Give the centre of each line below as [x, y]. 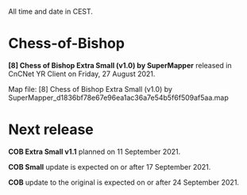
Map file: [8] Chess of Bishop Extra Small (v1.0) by [91, 89]
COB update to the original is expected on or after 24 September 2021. [124, 182]
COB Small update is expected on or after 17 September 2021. [110, 166]
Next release [51, 130]
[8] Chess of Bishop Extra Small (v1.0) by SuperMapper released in [120, 65]
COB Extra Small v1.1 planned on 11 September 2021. [95, 151]
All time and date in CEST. [51, 11]
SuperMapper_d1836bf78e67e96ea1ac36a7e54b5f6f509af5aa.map [118, 97]
